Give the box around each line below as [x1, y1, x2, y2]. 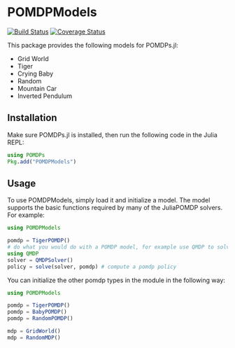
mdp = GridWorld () [7, 328, 61, 335]
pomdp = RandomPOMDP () [7, 315, 73, 322]
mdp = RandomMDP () [7, 334, 61, 341]
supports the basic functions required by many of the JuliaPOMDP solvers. [7, 204, 223, 212]
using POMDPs [7, 151, 45, 158]
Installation [7, 112, 57, 124]
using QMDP [7, 250, 39, 257]
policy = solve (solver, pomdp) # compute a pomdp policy [7, 263, 177, 270]
